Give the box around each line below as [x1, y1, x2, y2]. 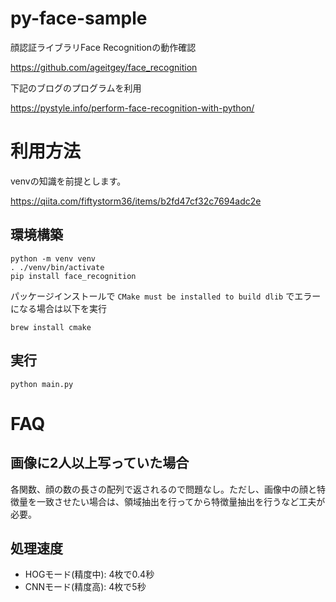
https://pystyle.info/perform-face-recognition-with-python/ [10, 102, 255, 114]
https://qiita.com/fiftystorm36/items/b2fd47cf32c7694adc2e [10, 195, 262, 207]
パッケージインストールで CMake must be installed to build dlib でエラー [10, 290, 322, 302]
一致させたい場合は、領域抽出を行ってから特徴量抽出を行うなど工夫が [36, 495, 326, 507]
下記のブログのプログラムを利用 [10, 82, 142, 94]
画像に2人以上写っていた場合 [10, 455, 190, 472]
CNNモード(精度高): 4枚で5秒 [24, 581, 147, 593]
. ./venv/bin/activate [10, 262, 105, 272]
